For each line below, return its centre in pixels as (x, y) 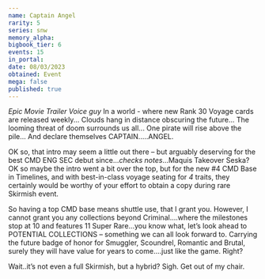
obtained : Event (35, 74)
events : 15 (26, 52)
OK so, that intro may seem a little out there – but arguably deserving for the (132, 152)
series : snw (28, 30)
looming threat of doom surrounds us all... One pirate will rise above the (125, 128)
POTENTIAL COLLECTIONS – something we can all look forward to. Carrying (133, 235)
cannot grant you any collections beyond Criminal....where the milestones (128, 217)
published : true (35, 89)
